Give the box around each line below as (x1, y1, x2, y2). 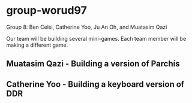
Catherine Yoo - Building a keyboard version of (6, 79, 185, 89)
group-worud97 (6, 4, 87, 17)
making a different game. (6, 41, 68, 49)
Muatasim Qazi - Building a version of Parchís (6, 59, 180, 69)
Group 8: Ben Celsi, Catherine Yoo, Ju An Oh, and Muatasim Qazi (6, 23, 167, 31)
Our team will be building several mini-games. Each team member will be (6, 35, 187, 42)
